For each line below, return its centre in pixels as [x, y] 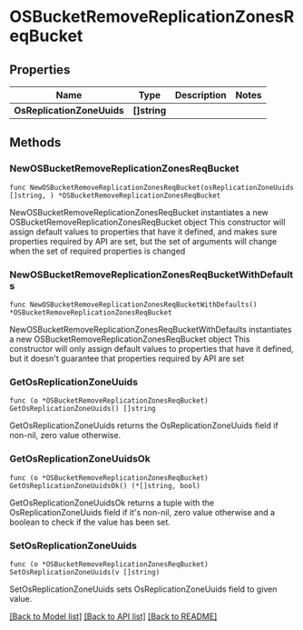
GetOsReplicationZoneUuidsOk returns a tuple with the [112, 503]
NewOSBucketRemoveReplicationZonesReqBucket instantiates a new [139, 212]
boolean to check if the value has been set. [90, 522]
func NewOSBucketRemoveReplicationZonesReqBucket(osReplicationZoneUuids [152, 187]
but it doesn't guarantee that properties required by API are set [127, 358]
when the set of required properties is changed [98, 251]
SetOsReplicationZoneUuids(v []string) [85, 572]
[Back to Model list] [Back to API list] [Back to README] [113, 616]
